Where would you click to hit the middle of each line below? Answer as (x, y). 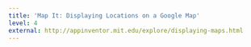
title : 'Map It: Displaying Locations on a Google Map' (104, 16)
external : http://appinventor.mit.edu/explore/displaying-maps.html (126, 30)
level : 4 (23, 23)
